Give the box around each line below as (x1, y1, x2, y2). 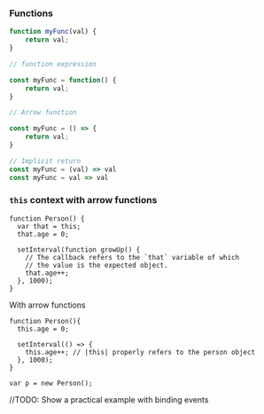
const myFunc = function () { (9, 75, 117, 84)
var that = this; (17, 222, 82, 230)
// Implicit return (9, 156, 82, 166)
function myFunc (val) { (9, 27, 97, 36)
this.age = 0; (17, 324, 69, 333)
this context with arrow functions (9, 194, 158, 207)
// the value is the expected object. (25, 261, 168, 269)
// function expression (9, 59, 97, 68)
